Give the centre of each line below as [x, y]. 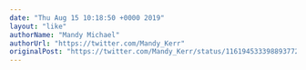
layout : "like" [38, 26]
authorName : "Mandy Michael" [65, 35]
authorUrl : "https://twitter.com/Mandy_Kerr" [97, 43]
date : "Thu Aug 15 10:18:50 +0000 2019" [87, 18]
